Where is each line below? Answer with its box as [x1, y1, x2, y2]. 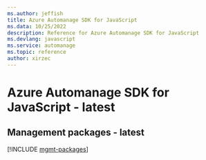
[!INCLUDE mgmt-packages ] [7, 145, 88, 153]
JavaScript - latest [7, 99, 115, 114]
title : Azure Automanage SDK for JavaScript [7, 17, 138, 23]
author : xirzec [7, 55, 51, 62]
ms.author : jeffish [7, 10, 64, 17]
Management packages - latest [7, 127, 145, 139]
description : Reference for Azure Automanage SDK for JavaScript [7, 29, 199, 37]
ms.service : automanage [7, 42, 76, 49]
